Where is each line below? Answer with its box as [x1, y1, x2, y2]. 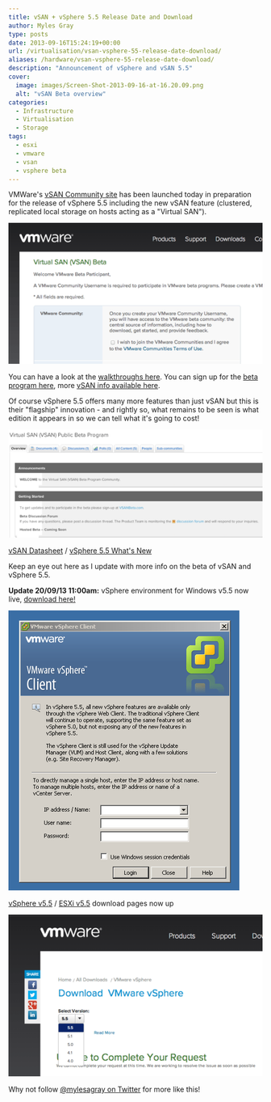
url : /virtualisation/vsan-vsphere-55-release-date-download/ [8, 47, 222, 56]
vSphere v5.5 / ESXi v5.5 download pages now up [8, 898, 174, 909]
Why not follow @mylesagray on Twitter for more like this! [8, 1084, 201, 1094]
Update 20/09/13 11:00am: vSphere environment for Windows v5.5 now [8, 586, 249, 596]
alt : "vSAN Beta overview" [15, 90, 106, 98]
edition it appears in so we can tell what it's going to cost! [8, 413, 200, 424]
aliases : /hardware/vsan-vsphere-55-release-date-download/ [8, 56, 215, 64]
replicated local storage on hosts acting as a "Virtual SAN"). [8, 207, 207, 217]
